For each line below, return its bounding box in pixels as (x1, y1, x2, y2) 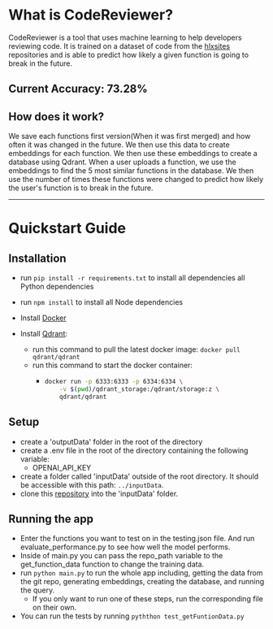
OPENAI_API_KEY (32, 462, 92, 472)
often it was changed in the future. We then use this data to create (8, 140, 230, 150)
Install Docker (19, 313, 67, 323)
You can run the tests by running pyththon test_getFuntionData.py (19, 611, 245, 621)
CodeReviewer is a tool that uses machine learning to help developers (8, 33, 242, 42)
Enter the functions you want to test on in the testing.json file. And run (19, 534, 255, 544)
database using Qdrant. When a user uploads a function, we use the (8, 157, 237, 167)
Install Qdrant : (19, 329, 67, 339)
